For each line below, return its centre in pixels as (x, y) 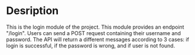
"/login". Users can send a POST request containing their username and (94, 33)
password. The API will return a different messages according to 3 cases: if (97, 39)
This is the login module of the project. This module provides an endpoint (95, 27)
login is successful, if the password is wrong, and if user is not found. (91, 46)
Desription (32, 11)
